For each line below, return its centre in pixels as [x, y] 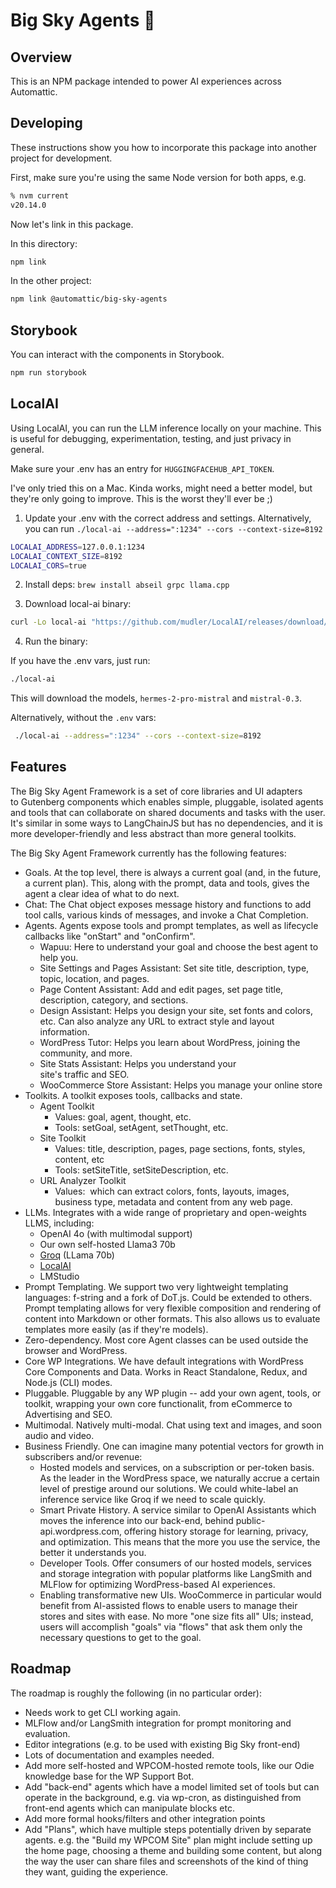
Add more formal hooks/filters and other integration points [145, 1818]
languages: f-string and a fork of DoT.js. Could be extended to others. [168, 1297]
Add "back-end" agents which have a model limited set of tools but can [172, 1786]
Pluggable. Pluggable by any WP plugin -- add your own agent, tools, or [173, 1393]
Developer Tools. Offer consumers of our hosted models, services [175, 1563]
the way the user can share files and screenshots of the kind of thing [166, 1861]
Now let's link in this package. [72, 224]
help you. [59, 957]
